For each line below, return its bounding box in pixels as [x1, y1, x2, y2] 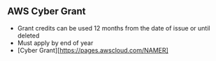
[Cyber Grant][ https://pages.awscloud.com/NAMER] [17, 46, 169, 54]
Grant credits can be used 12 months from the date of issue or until [17, 24, 210, 32]
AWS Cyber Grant [7, 6, 86, 17]
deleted [17, 31, 40, 40]
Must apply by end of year [17, 38, 94, 47]
